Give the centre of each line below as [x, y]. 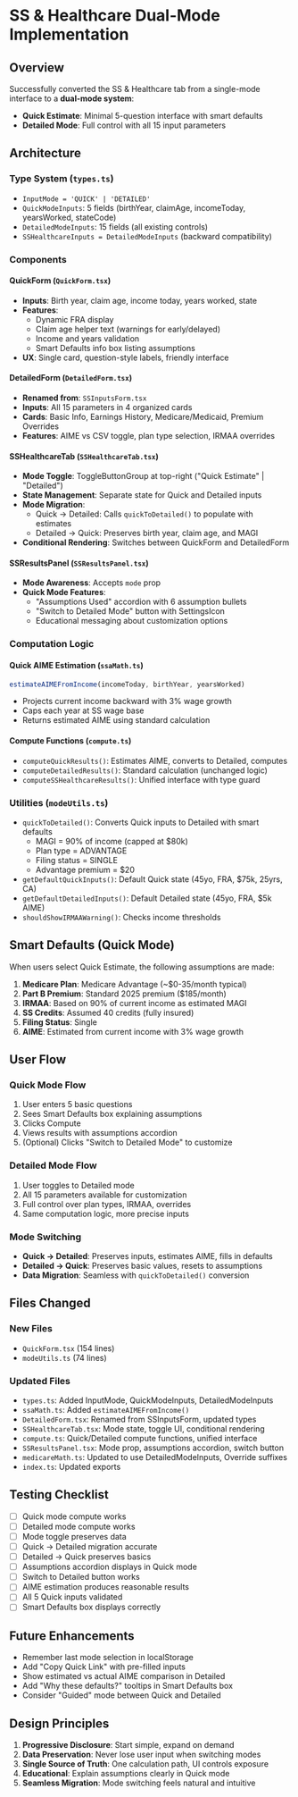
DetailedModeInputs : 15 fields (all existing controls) [115, 227]
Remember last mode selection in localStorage [108, 1658]
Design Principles [59, 1723]
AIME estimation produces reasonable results [106, 1587]
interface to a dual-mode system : [72, 98]
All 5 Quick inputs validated [72, 1597]
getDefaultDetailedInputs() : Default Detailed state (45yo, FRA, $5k [147, 898]
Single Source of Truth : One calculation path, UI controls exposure [145, 1764]
